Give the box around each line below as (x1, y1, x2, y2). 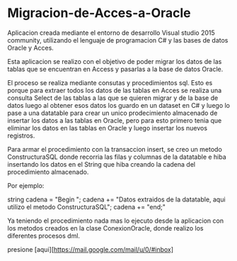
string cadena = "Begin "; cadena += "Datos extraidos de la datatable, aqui (7, 195, 226, 204)
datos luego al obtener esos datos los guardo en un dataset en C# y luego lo (7, 101, 231, 109)
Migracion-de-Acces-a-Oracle (7, 5, 191, 21)
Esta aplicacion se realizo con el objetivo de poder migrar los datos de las (7, 57, 222, 65)
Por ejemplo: (7, 181, 45, 189)
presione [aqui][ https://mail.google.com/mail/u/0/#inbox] (7, 245, 174, 253)
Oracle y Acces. (7, 43, 54, 52)
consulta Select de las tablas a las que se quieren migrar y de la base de (7, 94, 219, 102)
